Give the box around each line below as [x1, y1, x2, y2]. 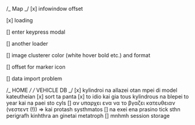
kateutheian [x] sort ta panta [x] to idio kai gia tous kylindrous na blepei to [6, 93, 189, 100]
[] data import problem [6, 75, 63, 82]
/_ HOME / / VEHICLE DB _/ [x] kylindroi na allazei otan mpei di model [6, 87, 178, 94]
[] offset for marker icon [6, 63, 66, 70]
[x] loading [6, 17, 33, 23]
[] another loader [6, 40, 48, 47]
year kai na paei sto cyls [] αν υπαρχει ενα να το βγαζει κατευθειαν [6, 99, 176, 106]
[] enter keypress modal [6, 28, 66, 35]
